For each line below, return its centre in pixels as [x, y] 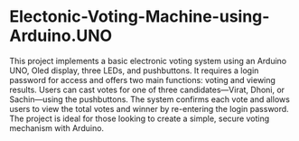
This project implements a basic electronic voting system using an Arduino [148, 61]
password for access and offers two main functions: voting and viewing [142, 80]
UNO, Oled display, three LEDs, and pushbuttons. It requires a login [134, 70]
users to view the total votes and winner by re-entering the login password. [149, 108]
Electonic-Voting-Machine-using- [140, 17]
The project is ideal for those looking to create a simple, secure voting [140, 118]
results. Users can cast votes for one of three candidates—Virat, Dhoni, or [147, 89]
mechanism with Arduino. [57, 127]
